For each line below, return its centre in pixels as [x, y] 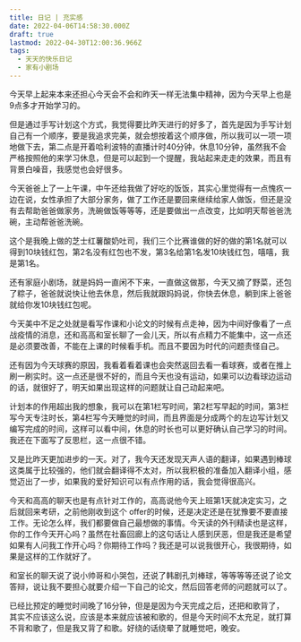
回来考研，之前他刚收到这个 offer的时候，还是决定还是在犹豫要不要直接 [156, 511]
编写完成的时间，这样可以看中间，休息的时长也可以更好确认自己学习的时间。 [150, 428]
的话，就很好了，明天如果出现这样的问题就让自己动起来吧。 [119, 387]
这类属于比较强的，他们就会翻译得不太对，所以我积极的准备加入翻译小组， [146, 470]
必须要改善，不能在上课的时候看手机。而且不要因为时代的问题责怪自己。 [150, 346]
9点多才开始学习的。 [47, 105]
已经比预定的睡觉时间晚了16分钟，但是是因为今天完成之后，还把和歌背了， [147, 605]
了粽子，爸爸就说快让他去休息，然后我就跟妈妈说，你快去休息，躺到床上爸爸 [150, 293]
